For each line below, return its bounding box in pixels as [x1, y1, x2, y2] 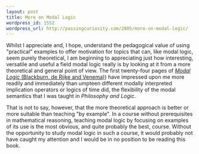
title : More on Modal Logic [6, 14, 76, 20]
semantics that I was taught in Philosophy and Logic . [6, 93, 136, 100]
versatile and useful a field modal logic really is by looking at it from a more [6, 61, 191, 68]
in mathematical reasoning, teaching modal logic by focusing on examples [6, 117, 189, 124]
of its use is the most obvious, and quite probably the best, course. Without [6, 123, 191, 130]
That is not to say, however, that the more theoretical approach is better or [6, 104, 189, 111]
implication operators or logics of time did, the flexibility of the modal [6, 86, 176, 93]
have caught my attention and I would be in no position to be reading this [6, 135, 186, 143]
